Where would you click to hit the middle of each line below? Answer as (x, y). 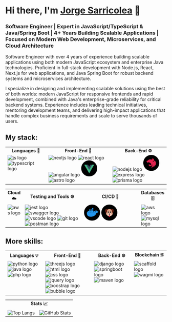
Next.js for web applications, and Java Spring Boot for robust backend (79, 73)
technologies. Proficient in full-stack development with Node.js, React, (80, 68)
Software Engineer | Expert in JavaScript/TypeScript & (74, 27)
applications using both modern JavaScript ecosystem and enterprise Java (84, 62)
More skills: (24, 241)
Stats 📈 (39, 304)
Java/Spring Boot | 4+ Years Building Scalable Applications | (82, 33)
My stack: (21, 137)
